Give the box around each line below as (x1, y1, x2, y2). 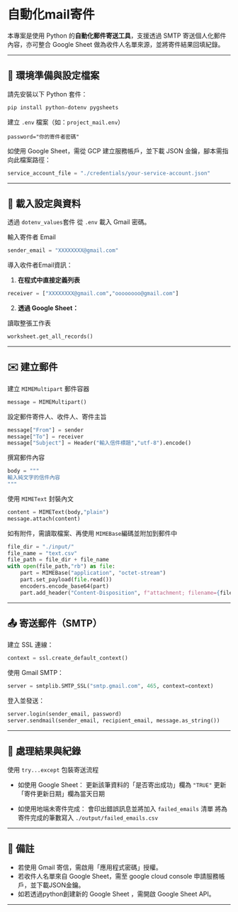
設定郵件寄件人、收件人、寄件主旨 (7, 412, 107, 421)
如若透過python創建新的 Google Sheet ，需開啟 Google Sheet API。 (17, 889, 215, 898)
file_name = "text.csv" (7, 549, 78, 557)
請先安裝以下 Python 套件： (7, 89, 88, 98)
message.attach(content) (7, 515, 81, 522)
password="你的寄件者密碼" (7, 133, 79, 141)
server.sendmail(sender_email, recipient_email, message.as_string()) (7, 718, 220, 725)
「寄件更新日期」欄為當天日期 (17, 789, 105, 798)
